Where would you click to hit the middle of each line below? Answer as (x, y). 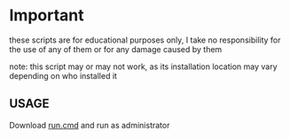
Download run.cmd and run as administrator (90, 125)
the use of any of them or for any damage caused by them (116, 49)
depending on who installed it (63, 75)
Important (47, 15)
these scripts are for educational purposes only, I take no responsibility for (145, 40)
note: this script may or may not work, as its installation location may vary (143, 66)
